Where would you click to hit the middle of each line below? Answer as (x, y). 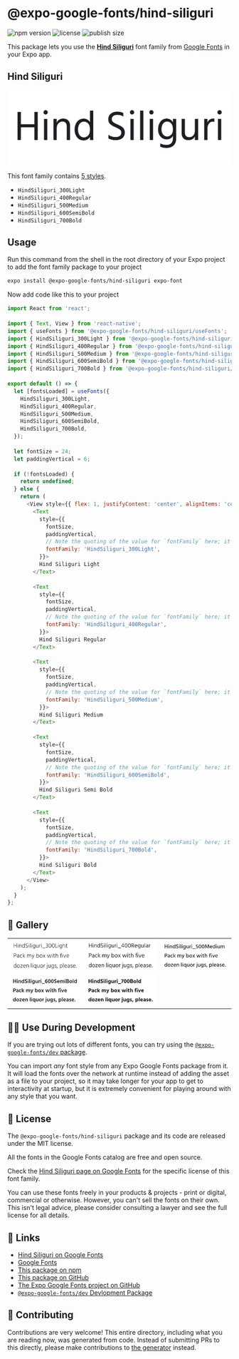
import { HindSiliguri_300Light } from (67, 339)
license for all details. (38, 1215)
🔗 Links (24, 1237)
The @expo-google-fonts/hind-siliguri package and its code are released (116, 1136)
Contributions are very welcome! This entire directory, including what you (115, 1332)
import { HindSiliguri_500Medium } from (68, 354)
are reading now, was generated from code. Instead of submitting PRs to (114, 1340)
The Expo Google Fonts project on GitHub (79, 1285)
